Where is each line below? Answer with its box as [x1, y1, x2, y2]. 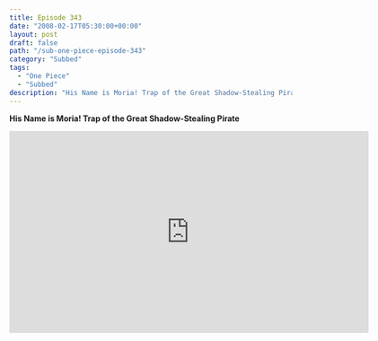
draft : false [9, 38, 58, 48]
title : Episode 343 [9, 13, 83, 22]
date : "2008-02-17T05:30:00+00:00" [9, 22, 143, 31]
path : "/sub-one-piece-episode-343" [9, 47, 146, 56]
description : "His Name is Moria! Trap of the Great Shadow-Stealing [9, 88, 276, 97]
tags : [9, 64, 30, 73]
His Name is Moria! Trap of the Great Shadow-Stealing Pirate [9, 113, 240, 124]
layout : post [9, 30, 58, 39]
